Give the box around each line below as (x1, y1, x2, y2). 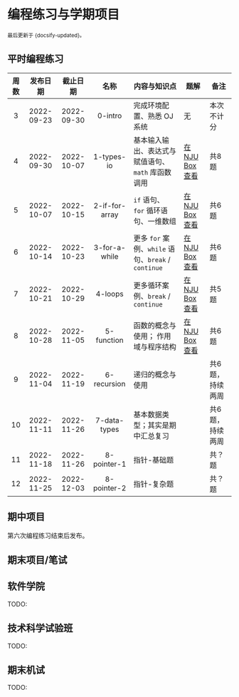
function (95, 335, 124, 345)
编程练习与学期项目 (7, 6, 120, 23)
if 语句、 (133, 195, 165, 205)
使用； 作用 (133, 331, 171, 341)
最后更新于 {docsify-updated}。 (7, 31, 85, 39)
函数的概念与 (133, 320, 176, 330)
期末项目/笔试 (7, 554, 68, 566)
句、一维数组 (133, 216, 176, 226)
